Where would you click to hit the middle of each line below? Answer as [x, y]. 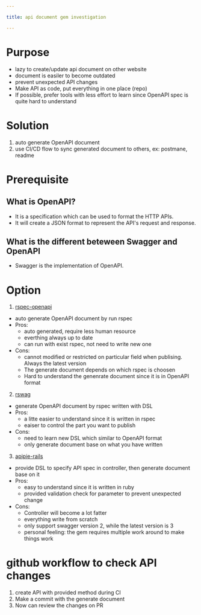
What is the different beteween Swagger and [92, 241]
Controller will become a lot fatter [65, 513]
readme [24, 155]
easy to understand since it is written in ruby [79, 488]
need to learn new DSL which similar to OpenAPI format [93, 438]
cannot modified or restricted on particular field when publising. [103, 357]
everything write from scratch [61, 520]
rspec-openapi [33, 307]
